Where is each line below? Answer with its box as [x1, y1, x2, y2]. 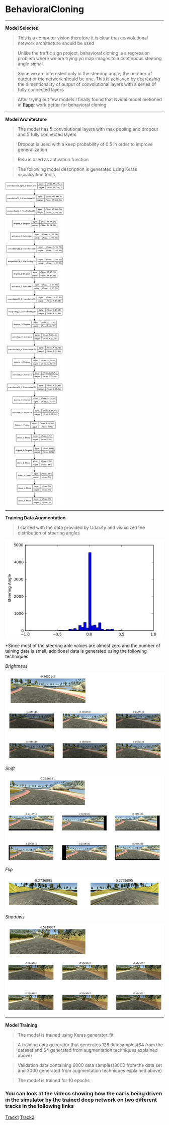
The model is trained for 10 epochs [17, 1078, 90, 1084]
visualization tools [17, 171, 55, 177]
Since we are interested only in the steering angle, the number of [17, 70, 152, 76]
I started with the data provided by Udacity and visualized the [17, 524, 145, 530]
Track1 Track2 [5, 1114, 35, 1120]
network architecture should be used [17, 40, 95, 46]
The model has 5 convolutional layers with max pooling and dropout [17, 126, 158, 132]
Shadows [5, 914, 25, 920]
